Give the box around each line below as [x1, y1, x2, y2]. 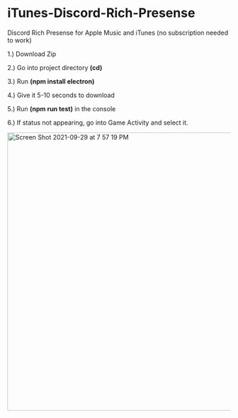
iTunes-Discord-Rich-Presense [7, 5, 195, 21]
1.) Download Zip [7, 50, 57, 58]
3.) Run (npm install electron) [7, 77, 95, 86]
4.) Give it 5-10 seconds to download [7, 91, 115, 99]
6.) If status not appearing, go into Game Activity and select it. [7, 118, 189, 127]
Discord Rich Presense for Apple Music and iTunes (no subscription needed [7, 28, 229, 37]
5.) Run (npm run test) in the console [7, 104, 116, 113]
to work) [7, 35, 32, 44]
